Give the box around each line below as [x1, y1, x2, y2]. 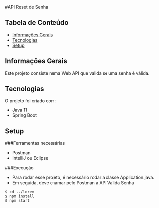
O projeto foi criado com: [5, 98, 56, 104]
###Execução [5, 165, 34, 171]
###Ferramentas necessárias [5, 140, 65, 146]
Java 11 [12, 107, 27, 113]
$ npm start [5, 198, 30, 203]
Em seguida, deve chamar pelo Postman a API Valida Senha [12, 180, 134, 186]
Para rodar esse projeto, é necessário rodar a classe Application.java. [12, 174, 155, 181]
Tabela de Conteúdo [5, 18, 69, 27]
